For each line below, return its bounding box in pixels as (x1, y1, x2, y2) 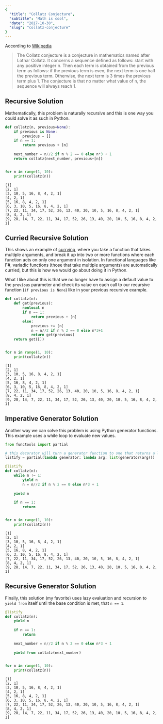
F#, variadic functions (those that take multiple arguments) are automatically (5, 262, 158, 268)
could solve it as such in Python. (5, 115, 70, 121)
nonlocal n (22, 306, 45, 310)
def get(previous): (14, 301, 53, 306)
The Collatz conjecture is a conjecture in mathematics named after (16, 52, 150, 58)
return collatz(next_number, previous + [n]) (14, 156, 103, 161)
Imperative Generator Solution (5, 415, 98, 423)
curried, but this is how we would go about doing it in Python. (5, 267, 128, 273)
